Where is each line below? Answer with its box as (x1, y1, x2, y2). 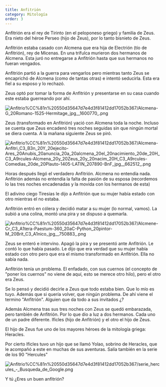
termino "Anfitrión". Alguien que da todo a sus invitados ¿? (5, 296, 124, 302)
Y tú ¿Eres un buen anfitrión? (5, 376, 64, 382)
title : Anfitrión (5, 7, 41, 12)
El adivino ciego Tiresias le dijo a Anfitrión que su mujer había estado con (5, 191, 155, 197)
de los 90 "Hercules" (5, 352, 48, 358)
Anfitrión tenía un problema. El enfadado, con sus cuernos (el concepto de (5, 266, 158, 272)
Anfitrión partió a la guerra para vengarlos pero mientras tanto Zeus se (5, 70, 150, 76)
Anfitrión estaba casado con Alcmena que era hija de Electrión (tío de (5, 45, 147, 51)
